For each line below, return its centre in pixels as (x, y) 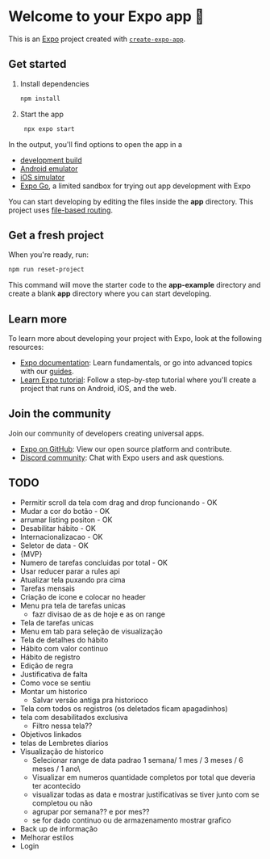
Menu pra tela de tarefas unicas (73, 605)
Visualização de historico (62, 752)
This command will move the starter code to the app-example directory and (135, 285)
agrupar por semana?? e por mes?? (91, 811)
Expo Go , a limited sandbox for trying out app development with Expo (135, 186)
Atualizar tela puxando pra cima (73, 579)
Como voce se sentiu (55, 683)
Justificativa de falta (54, 674)
